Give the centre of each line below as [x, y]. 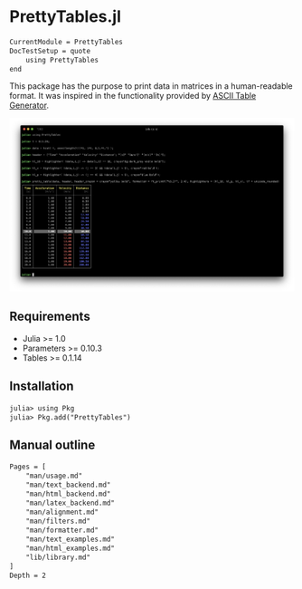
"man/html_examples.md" [71, 549]
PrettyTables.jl [66, 17]
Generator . [29, 105]
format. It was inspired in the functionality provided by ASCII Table [133, 95]
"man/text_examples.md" [71, 540]
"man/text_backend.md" [68, 485]
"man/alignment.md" [62, 512]
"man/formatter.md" [62, 531]
